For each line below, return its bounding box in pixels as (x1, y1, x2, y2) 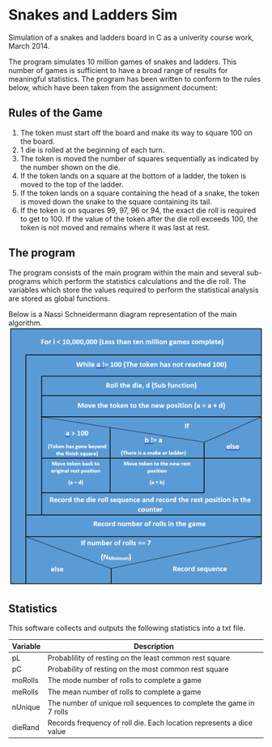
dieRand (11, 722, 40, 732)
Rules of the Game (8, 106, 103, 120)
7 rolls (47, 706, 69, 716)
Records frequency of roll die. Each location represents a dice (47, 718, 253, 728)
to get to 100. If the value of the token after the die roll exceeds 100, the (19, 213, 258, 224)
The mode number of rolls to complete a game (47, 676, 202, 685)
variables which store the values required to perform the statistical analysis (8, 285, 259, 294)
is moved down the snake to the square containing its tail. (19, 196, 212, 206)
